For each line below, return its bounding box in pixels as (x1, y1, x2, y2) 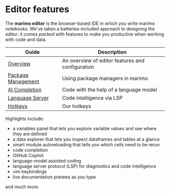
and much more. (5, 183, 39, 189)
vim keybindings (12, 168, 47, 174)
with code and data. (5, 36, 47, 43)
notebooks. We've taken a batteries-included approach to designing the (5, 25, 155, 31)
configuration (62, 63, 95, 70)
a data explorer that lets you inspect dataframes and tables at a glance (12, 136, 160, 142)
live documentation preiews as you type (12, 174, 96, 180)
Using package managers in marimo (62, 74, 148, 82)
